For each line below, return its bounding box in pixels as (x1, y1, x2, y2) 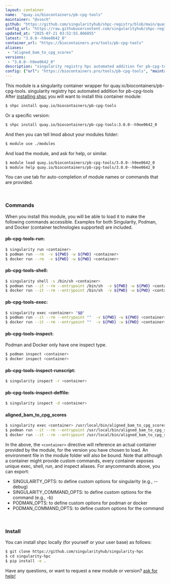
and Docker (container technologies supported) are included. (5, 224, 133, 230)
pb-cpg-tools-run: (5, 236, 45, 242)
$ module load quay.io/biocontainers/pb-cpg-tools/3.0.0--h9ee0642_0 (5, 160, 155, 165)
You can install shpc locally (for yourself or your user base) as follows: (5, 539, 152, 545)
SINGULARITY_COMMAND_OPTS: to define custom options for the (12, 489, 152, 495)
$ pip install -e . (5, 559, 47, 564)
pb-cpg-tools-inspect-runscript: (5, 367, 76, 373)
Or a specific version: (5, 112, 50, 118)
